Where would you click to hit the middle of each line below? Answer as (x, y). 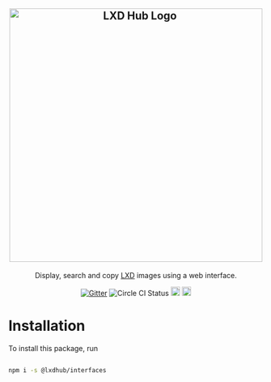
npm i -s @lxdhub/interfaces (57, 370)
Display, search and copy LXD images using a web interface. (136, 275)
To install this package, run (53, 348)
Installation (47, 326)
